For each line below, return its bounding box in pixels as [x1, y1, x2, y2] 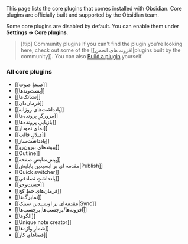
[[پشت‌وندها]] [14, 87, 46, 94]
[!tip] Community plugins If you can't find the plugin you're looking [20, 41, 183, 47]
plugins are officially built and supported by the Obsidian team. [6, 11, 160, 18]
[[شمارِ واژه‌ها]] [14, 225, 49, 232]
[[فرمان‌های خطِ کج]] [14, 187, 61, 194]
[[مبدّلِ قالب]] [14, 131, 46, 138]
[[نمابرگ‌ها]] [14, 194, 43, 201]
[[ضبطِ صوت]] [14, 81, 47, 88]
